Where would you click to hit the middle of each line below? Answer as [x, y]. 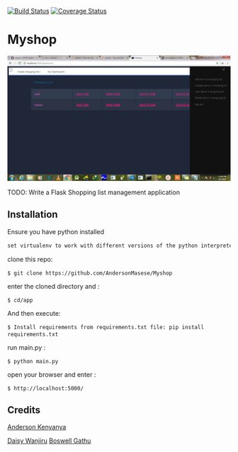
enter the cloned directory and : [53, 286]
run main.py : [27, 347]
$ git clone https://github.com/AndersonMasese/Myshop [90, 273]
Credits [24, 410]
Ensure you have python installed [56, 231]
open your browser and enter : [52, 374]
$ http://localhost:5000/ [45, 388]
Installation [33, 215]
